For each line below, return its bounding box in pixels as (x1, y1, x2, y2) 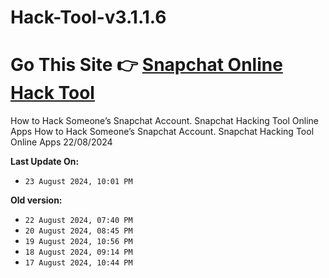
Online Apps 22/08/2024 (10, 136, 113, 148)
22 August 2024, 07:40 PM (24, 216, 133, 226)
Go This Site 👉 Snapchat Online (10, 54, 283, 76)
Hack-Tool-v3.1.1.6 (10, 6, 167, 29)
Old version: (10, 194, 63, 206)
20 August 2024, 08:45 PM (24, 226, 133, 236)
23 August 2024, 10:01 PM (24, 177, 133, 187)
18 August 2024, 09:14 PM (24, 247, 133, 258)
